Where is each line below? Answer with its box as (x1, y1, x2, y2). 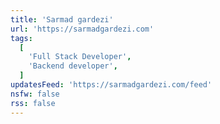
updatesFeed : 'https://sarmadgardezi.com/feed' (10, 80, 213, 90)
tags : (10, 33, 33, 43)
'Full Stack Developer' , (28, 52, 132, 62)
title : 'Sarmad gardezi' (10, 14, 114, 25)
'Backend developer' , (28, 61, 118, 71)
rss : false (10, 98, 56, 108)
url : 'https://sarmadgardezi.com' (10, 24, 155, 34)
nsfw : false (10, 89, 60, 99)
